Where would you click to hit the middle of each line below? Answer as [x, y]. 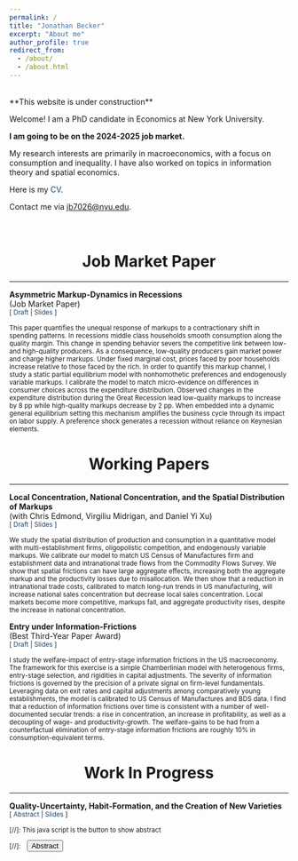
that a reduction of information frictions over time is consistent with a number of [131, 706]
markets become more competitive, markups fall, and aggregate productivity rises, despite [147, 602]
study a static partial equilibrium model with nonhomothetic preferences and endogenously [148, 374]
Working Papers [149, 464]
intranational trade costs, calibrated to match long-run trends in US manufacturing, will [141, 586]
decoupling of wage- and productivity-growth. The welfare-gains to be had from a [134, 722]
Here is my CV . [36, 189]
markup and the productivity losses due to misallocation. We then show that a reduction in [146, 578]
